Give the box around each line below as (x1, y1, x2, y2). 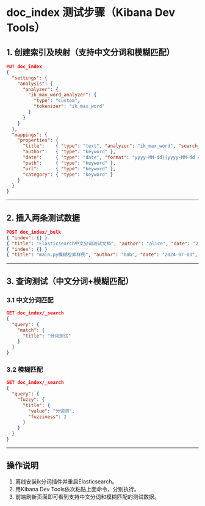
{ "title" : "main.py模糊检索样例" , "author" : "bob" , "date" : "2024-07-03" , (6, 251, 198, 258)
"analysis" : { (17, 81, 53, 87)
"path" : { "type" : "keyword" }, (22, 160, 116, 166)
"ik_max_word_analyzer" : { (28, 92, 97, 98)
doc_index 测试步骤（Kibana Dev (6, 5, 176, 20)
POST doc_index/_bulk (6, 229, 62, 235)
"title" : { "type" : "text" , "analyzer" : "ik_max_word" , (22, 143, 176, 150)
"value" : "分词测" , (28, 408, 75, 414)
